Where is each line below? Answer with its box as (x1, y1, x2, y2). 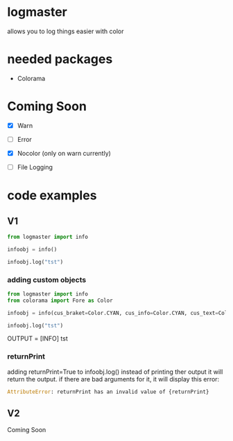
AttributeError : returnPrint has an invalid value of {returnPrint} (7, 388, 209, 395)
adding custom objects (7, 275, 87, 285)
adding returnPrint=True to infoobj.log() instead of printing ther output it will (7, 368, 223, 376)
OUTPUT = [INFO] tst (7, 334, 68, 343)
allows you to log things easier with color (7, 27, 124, 35)
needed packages (7, 51, 113, 67)
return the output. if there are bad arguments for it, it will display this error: (7, 375, 220, 383)
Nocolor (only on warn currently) (17, 149, 111, 157)
